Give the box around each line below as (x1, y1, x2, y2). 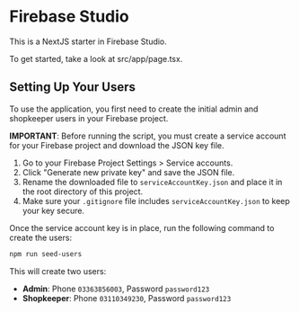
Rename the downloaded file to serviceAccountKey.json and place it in (22, 176, 283, 187)
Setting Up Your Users (9, 79, 136, 95)
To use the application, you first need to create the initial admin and (9, 103, 259, 114)
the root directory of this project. (22, 186, 144, 197)
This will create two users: (9, 265, 107, 276)
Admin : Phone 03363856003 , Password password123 (22, 283, 210, 294)
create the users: (9, 232, 73, 243)
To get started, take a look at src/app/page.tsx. (9, 53, 183, 64)
